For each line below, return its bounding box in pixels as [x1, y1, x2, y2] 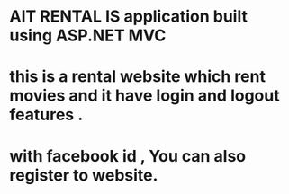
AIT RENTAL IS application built [9, 6, 248, 27]
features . [9, 105, 84, 125]
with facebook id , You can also [9, 145, 247, 166]
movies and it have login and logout [9, 85, 281, 106]
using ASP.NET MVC [9, 25, 167, 46]
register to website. [9, 164, 158, 185]
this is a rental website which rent [9, 66, 266, 87]
